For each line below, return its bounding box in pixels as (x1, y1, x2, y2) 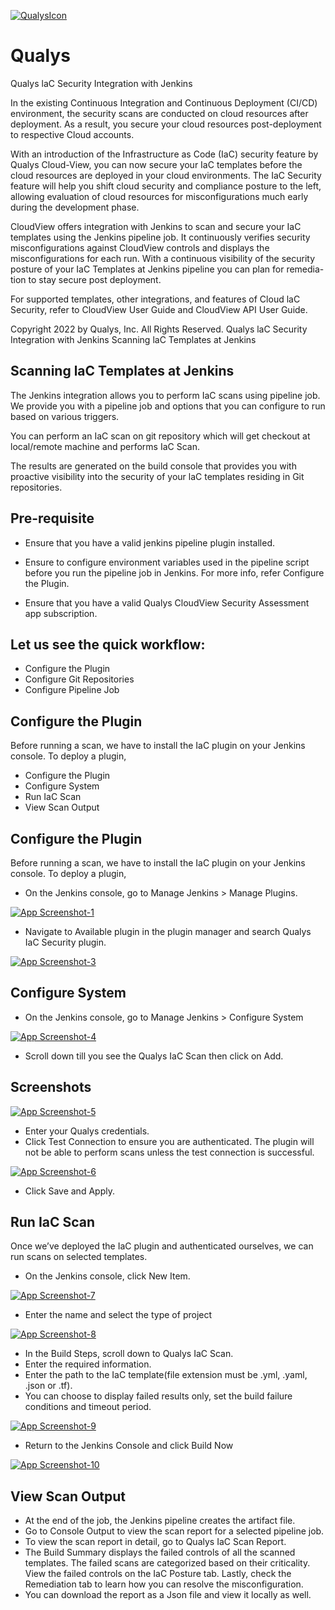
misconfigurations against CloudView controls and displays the (10, 241, 270, 254)
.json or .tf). (24, 1380, 73, 1392)
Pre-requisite (10, 510, 95, 527)
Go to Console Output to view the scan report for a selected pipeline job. (24, 1525, 325, 1537)
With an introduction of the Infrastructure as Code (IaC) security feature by (10, 148, 319, 160)
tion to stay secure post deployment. (10, 273, 162, 285)
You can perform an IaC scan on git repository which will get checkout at (10, 430, 311, 442)
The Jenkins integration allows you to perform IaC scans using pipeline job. (10, 389, 321, 401)
